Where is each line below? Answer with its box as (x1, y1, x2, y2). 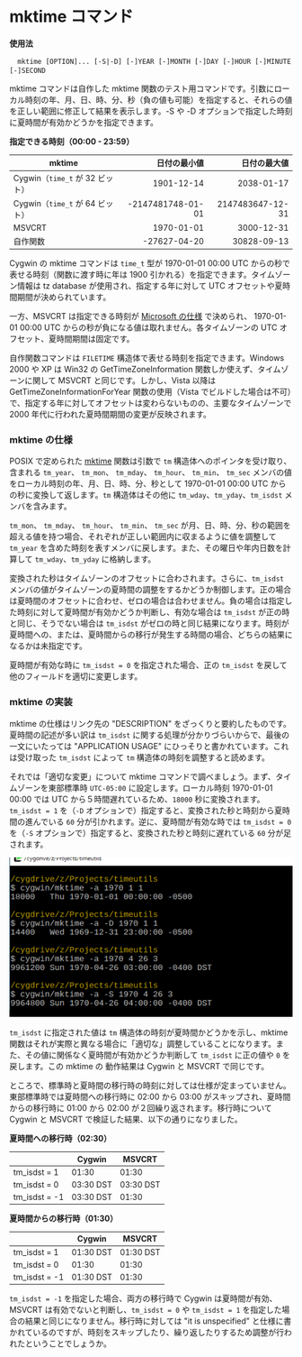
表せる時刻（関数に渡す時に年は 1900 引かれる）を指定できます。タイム (9, 269, 276, 280)
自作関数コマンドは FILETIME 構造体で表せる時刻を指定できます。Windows (9, 352, 285, 363)
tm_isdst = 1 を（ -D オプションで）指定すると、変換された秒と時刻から (9, 804, 275, 815)
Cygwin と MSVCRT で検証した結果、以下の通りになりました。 (9, 1114, 243, 1125)
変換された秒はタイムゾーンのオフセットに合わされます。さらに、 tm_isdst (9, 573, 285, 584)
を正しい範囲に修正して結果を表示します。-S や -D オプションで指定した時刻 (9, 105, 293, 116)
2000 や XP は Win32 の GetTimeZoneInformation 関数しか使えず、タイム (9, 363, 281, 374)
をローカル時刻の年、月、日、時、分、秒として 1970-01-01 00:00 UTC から (9, 478, 287, 490)
